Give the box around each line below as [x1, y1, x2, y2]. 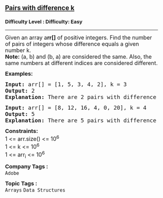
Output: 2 [5, 87, 35, 94]
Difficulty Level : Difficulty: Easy [5, 18, 82, 25]
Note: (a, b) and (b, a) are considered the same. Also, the [5, 53, 152, 60]
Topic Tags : [5, 180, 37, 187]
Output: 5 [5, 110, 35, 117]
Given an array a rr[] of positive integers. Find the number [5, 34, 152, 41]
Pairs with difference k [5, 4, 75, 12]
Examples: [5, 70, 33, 77]
